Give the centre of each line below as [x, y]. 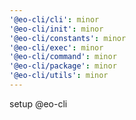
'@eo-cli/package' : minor [63, 66]
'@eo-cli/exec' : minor [56, 47]
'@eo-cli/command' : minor [63, 57]
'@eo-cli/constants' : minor [68, 38]
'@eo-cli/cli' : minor [54, 19]
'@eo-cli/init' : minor [56, 29]
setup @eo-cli [38, 103]
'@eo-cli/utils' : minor [59, 76]
